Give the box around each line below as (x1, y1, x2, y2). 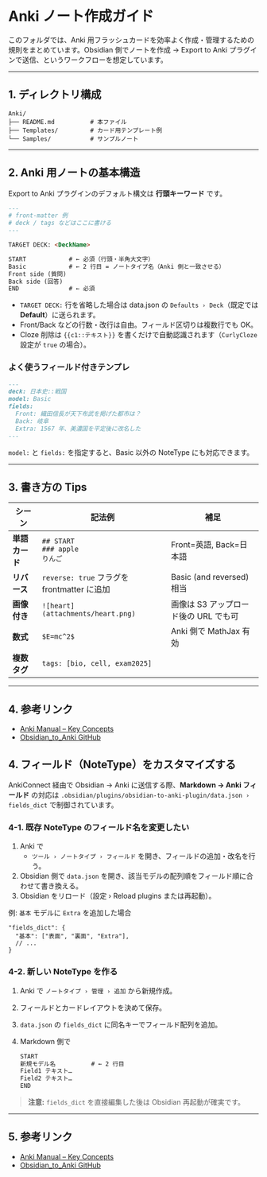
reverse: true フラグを (41, 572, 130, 583)
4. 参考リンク (8, 702, 73, 716)
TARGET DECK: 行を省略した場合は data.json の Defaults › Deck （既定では (19, 300, 259, 310)
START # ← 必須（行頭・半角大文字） (8, 255, 155, 263)
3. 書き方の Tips (8, 480, 87, 494)
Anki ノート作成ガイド (8, 7, 154, 25)
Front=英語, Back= (170, 539, 240, 550)
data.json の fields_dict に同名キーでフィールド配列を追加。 (19, 1020, 222, 1029)
